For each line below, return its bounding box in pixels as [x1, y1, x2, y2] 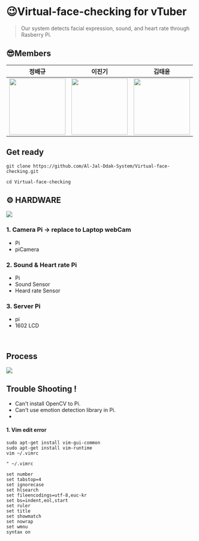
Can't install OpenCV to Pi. [14, 400, 81, 407]
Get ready [6, 147, 44, 157]
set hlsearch [6, 487, 39, 494]
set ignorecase [6, 482, 44, 488]
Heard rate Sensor [14, 287, 61, 294]
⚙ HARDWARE [6, 195, 62, 205]
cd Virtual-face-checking [6, 179, 71, 185]
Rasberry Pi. [20, 31, 52, 38]
